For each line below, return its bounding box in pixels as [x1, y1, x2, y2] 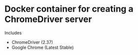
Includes [4, 30, 22, 36]
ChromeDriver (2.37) [11, 39, 53, 45]
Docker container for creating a [4, 3, 134, 15]
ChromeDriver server [4, 14, 92, 25]
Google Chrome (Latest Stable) [11, 44, 74, 50]
